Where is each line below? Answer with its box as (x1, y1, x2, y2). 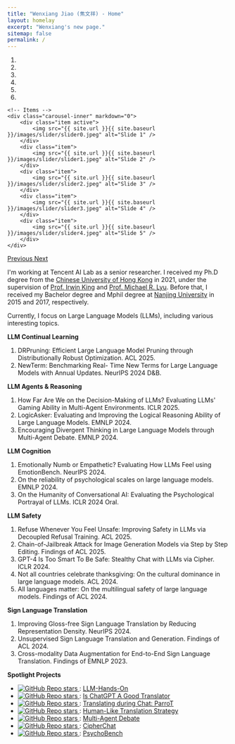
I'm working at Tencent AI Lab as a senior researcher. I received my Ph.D (7, 268, 218, 276)
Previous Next (7, 255, 49, 263)
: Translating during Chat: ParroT (79, 699, 174, 707)
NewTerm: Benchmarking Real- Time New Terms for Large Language (17, 361, 218, 370)
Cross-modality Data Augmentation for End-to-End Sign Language (17, 650, 211, 658)
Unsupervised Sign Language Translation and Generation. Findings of (17, 634, 220, 643)
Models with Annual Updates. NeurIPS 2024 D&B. (17, 368, 162, 377)
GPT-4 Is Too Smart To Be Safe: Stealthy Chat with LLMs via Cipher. (17, 555, 215, 563)
